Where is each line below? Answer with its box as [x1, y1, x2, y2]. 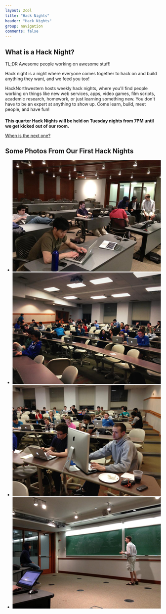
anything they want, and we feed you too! [5, 76, 90, 82]
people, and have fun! [5, 106, 50, 112]
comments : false [5, 29, 39, 34]
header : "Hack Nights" [5, 18, 52, 23]
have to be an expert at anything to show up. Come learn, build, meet [5, 101, 146, 107]
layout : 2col [5, 8, 32, 13]
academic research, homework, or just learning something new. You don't [5, 95, 156, 101]
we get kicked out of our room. [5, 123, 69, 129]
